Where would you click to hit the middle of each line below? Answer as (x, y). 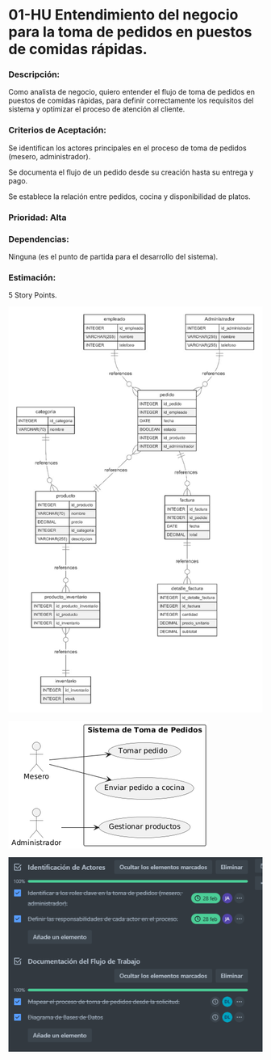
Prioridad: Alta (38, 217)
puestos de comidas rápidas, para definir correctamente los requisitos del (131, 101)
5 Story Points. (33, 295)
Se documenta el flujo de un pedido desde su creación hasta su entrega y (131, 172)
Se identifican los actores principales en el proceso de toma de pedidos (128, 148)
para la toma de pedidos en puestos (130, 32)
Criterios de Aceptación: (57, 130)
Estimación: (32, 277)
